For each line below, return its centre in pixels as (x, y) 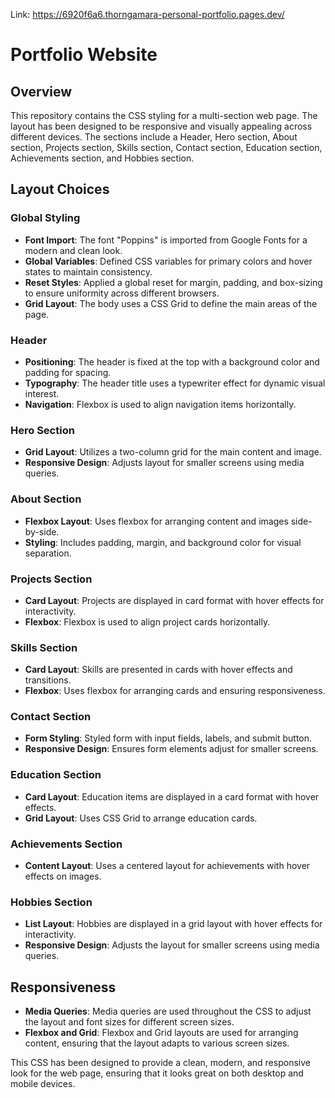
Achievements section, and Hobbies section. (102, 158)
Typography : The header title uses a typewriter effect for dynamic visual (175, 383)
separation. (48, 553)
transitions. (48, 680)
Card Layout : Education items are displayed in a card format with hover (172, 796)
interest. (42, 393)
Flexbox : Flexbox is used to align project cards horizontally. (147, 621)
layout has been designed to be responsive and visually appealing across (161, 126)
